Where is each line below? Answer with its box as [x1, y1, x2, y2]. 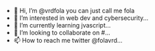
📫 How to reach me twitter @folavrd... [13, 37, 123, 44]
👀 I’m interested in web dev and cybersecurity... [13, 14, 149, 22]
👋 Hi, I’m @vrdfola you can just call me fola [13, 7, 135, 14]
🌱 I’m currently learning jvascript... [13, 21, 111, 29]
